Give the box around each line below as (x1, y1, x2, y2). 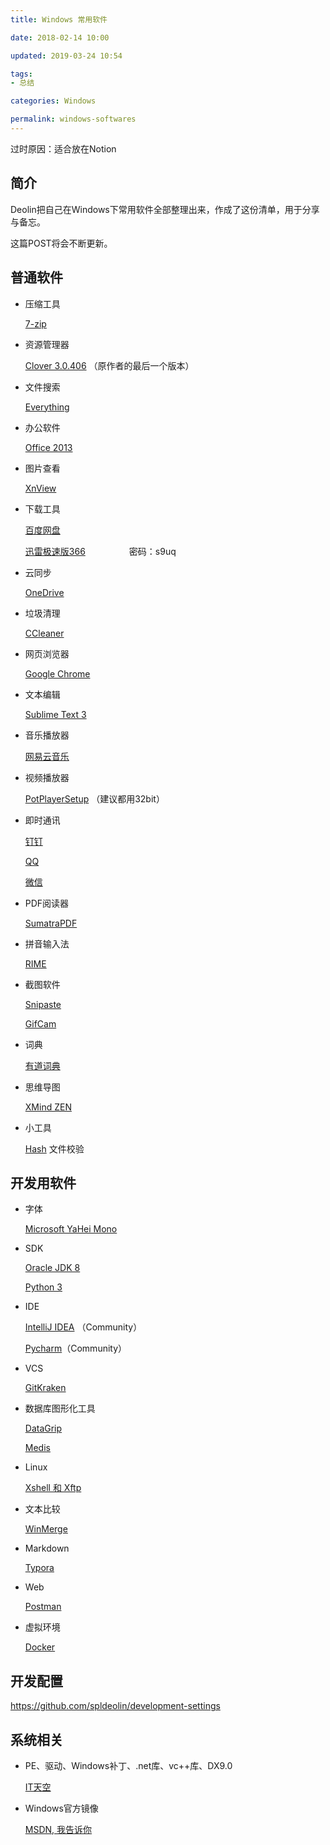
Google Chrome (24, 667, 91, 680)
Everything (24, 401, 70, 413)
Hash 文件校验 (24, 1142, 85, 1155)
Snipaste (24, 998, 62, 1010)
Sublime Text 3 (24, 708, 87, 720)
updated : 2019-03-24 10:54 (10, 51, 123, 61)
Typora (24, 1562, 55, 1574)
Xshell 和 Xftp (24, 1482, 82, 1494)
